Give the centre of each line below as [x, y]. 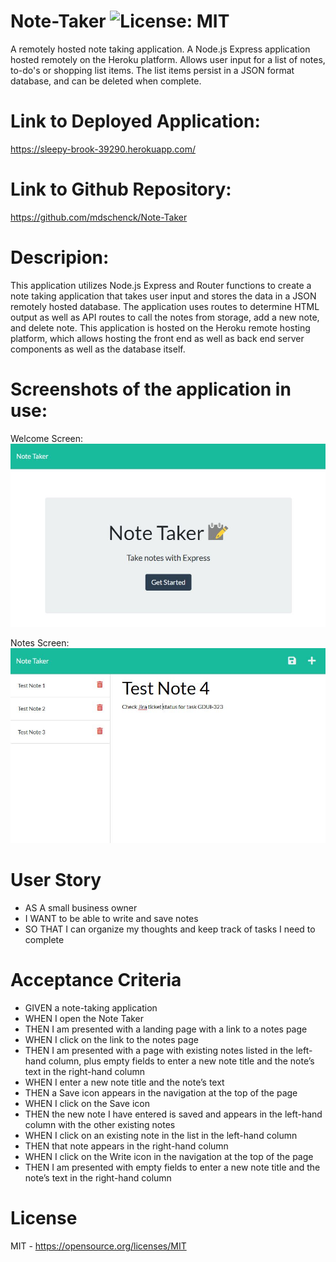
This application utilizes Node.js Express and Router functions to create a [161, 285]
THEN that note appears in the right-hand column [126, 1146]
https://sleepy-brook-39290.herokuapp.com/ [103, 149]
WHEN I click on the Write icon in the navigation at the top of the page [169, 1157]
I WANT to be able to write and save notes [111, 919]
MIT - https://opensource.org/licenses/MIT [98, 1246]
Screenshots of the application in [151, 389]
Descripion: [60, 257]
